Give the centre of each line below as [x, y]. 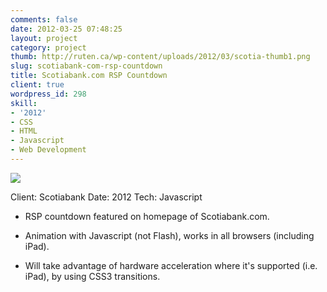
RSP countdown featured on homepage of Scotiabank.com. [147, 216]
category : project [48, 47]
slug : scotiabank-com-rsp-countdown [86, 66]
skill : [24, 103]
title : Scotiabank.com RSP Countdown [89, 76]
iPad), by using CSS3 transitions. [92, 276]
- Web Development [48, 150]
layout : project [44, 38]
